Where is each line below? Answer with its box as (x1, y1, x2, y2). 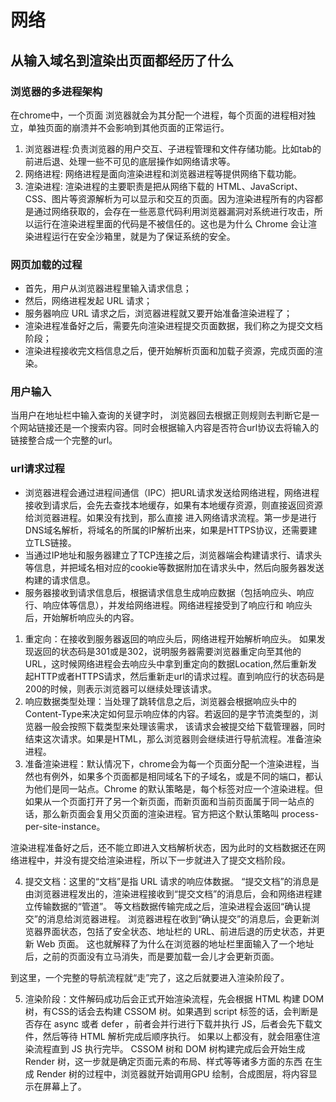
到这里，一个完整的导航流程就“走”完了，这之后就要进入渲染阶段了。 (10, 971, 290, 983)
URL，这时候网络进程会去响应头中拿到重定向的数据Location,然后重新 (24, 657, 309, 670)
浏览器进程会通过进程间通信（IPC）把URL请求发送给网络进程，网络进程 (24, 486, 320, 498)
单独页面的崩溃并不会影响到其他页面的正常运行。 (27, 121, 230, 133)
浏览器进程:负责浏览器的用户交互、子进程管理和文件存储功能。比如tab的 (24, 142, 322, 155)
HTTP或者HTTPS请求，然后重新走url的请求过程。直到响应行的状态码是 (33, 670, 325, 682)
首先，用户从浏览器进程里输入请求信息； (24, 282, 192, 295)
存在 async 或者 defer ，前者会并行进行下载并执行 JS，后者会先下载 (33, 1017, 314, 1030)
